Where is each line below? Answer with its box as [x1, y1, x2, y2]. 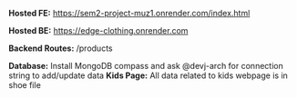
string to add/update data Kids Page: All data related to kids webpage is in [8, 70, 289, 81]
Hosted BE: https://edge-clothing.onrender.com [8, 25, 189, 35]
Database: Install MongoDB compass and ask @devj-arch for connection [8, 61, 283, 71]
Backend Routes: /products [8, 43, 113, 54]
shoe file [8, 80, 42, 90]
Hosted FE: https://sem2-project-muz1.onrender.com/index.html [8, 8, 251, 18]
